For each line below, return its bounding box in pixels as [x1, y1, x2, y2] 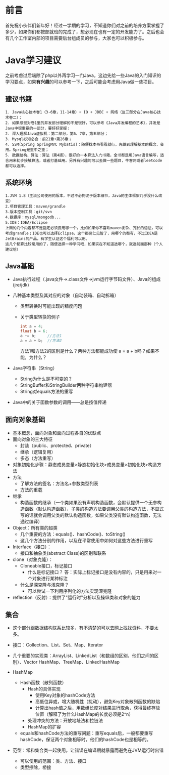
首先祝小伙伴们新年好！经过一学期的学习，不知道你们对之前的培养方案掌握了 [5, 22, 164, 28]
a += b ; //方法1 [20, 334, 62, 339]
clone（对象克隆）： [12, 556, 53, 562]
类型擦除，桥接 [20, 764, 51, 770]
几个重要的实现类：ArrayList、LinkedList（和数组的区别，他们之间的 [12, 652, 155, 659]
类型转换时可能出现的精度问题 [20, 303, 82, 309]
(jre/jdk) [12, 282, 29, 288]
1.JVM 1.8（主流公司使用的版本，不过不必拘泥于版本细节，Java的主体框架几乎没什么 [5, 193, 159, 198]
